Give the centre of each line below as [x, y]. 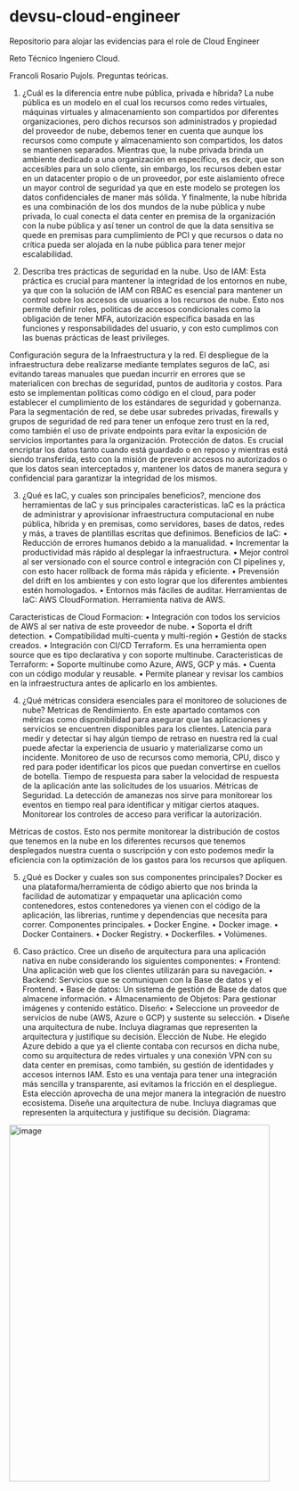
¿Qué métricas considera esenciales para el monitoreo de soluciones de [154, 700]
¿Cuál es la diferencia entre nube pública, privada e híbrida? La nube [148, 93]
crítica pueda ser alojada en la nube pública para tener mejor [134, 244]
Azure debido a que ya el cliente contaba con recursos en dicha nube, [151, 1046]
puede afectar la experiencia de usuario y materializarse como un [142, 747]
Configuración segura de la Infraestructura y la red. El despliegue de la [139, 355]
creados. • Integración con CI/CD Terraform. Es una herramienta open [138, 645]
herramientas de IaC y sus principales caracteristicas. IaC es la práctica [154, 505]
